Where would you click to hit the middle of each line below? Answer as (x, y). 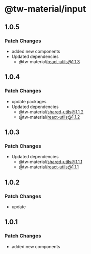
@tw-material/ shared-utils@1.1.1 (51, 162)
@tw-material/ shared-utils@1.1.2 (51, 112)
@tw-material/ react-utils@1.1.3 (49, 61)
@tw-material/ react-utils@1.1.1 (49, 167)
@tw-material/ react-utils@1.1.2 (49, 117)
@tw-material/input (45, 9)
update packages (29, 101)
